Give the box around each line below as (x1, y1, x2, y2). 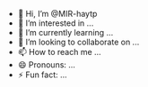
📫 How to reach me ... (17, 47, 101, 57)
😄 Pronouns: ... (17, 59, 76, 70)
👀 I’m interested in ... (17, 18, 94, 28)
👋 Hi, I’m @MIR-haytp (17, 9, 98, 19)
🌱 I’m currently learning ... (17, 28, 114, 37)
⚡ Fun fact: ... (17, 69, 67, 80)
